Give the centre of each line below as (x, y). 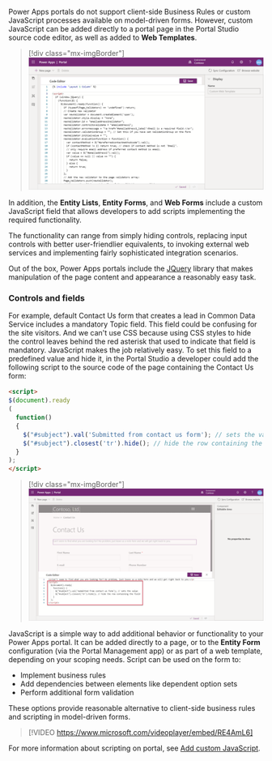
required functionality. (45, 220)
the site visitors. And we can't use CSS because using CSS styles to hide (130, 333)
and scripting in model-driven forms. (70, 717)
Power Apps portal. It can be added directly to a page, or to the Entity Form (134, 643)
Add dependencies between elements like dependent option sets (129, 684)
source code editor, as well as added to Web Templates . (103, 37)
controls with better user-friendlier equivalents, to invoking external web (129, 244)
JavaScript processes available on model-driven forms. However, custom (131, 20)
